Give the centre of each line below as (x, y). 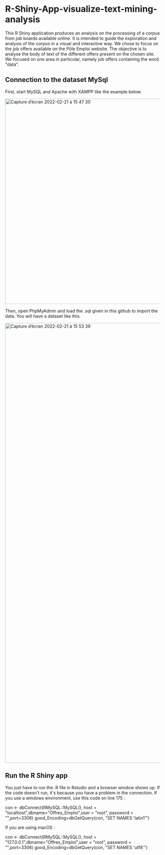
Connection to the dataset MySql (56, 80)
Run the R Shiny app (36, 776)
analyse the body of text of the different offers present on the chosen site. (80, 54)
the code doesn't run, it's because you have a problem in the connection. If (81, 793)
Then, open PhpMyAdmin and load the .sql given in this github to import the (82, 311)
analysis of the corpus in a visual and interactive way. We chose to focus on (82, 43)
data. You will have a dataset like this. (43, 316)
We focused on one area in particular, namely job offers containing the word (82, 59)
